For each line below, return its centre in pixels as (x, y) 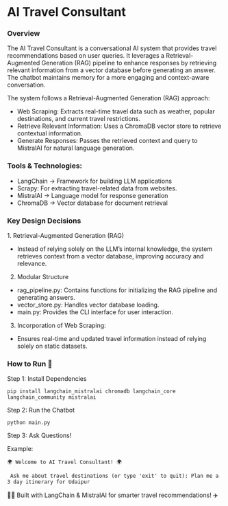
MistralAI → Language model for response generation (92, 195)
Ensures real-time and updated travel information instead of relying (112, 339)
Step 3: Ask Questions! (39, 436)
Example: (20, 449)
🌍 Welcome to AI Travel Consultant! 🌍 (64, 462)
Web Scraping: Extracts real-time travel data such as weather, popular (116, 111)
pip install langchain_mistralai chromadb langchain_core (91, 392)
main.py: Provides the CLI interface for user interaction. (95, 312)
